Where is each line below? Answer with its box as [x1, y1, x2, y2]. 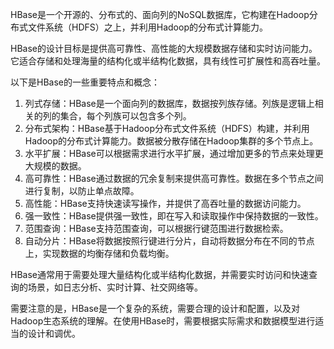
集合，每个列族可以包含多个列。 [59, 110, 192, 122]
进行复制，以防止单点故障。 [24, 185, 140, 197]
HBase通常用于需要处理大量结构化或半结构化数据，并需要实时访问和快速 [10, 269, 309, 280]
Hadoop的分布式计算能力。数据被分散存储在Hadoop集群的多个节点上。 [24, 135, 319, 147]
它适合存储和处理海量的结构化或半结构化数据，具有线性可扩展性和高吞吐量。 [10, 55, 326, 67]
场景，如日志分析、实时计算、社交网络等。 [27, 281, 203, 293]
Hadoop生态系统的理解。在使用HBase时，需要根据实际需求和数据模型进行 [10, 315, 316, 327]
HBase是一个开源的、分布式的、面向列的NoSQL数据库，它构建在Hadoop [10, 9, 310, 20]
